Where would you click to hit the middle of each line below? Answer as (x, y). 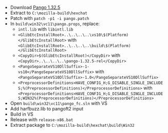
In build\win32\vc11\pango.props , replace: (55, 24)
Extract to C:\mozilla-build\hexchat (49, 13)
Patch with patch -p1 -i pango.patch (50, 18)
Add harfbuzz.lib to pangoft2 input (47, 109)
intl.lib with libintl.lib (45, 29)
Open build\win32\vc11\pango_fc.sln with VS (59, 103)
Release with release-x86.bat (42, 119)
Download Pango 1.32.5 (35, 7)
